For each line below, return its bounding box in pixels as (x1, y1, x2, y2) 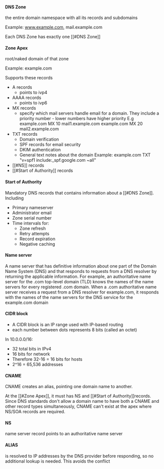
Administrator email (12, 210, 52, 216)
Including (5, 195, 24, 201)
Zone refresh (19, 225, 46, 231)
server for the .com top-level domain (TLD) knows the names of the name (5, 278, 154, 284)
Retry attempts (19, 230, 50, 236)
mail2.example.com (19, 126, 59, 132)
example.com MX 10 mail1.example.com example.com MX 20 (19, 121, 143, 127)
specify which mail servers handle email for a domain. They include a (19, 110, 159, 116)
